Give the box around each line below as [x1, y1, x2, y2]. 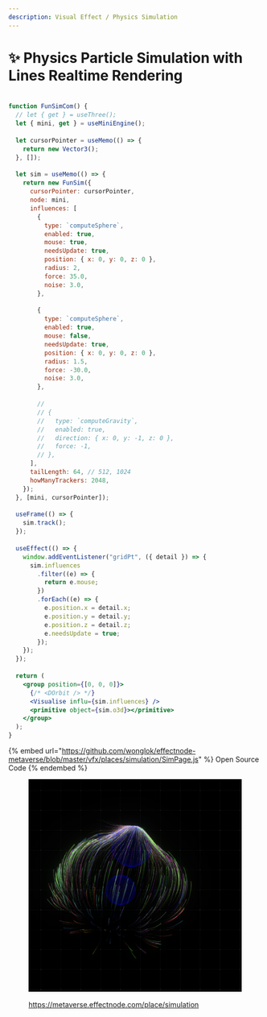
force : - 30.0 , [43, 366, 92, 374]
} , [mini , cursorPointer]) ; [15, 493, 110, 501]
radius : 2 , [43, 264, 81, 272]
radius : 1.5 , [43, 357, 88, 366]
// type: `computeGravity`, [37, 417, 138, 425]
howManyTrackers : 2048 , [29, 476, 110, 484]
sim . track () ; [23, 519, 67, 527]
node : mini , [29, 196, 70, 205]
